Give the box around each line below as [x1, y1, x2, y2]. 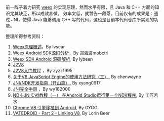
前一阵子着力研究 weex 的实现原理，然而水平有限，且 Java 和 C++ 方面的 [5, 4, 155, 10]
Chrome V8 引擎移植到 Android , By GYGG [12, 105, 98, 110]
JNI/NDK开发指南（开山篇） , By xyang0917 [12, 80, 101, 85]
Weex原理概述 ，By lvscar [12, 44, 65, 49]
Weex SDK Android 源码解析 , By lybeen [12, 56, 93, 62]
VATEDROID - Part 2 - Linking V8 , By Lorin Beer [12, 110, 110, 116]
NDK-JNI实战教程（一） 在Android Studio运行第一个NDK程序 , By [12, 92, 144, 98]
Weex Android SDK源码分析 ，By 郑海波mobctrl [12, 50, 109, 56]
